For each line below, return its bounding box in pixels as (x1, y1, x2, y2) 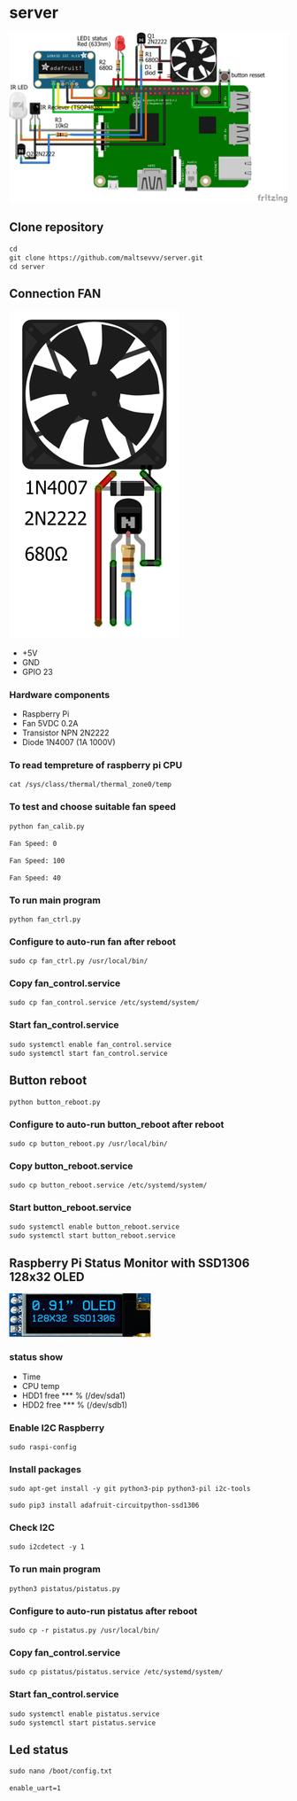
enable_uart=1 (9, 1784, 62, 1793)
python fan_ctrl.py (9, 915, 81, 924)
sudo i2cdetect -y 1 (9, 1542, 86, 1552)
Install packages (9, 1463, 82, 1475)
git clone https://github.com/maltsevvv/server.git (9, 253, 203, 262)
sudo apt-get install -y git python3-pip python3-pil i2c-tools (9, 1485, 251, 1494)
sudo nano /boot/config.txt (9, 1766, 113, 1776)
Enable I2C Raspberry (9, 1421, 105, 1433)
